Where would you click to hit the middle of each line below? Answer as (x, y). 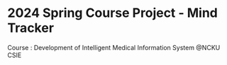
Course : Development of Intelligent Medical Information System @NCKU (114, 47)
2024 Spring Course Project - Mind (112, 13)
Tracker (31, 28)
